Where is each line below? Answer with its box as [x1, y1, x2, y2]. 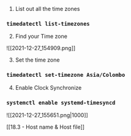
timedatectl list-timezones [6, 20, 90, 27]
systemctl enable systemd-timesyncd [6, 99, 116, 106]
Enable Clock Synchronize [15, 84, 82, 91]
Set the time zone [15, 56, 60, 63]
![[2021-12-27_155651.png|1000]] [6, 111, 89, 118]
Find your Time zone [15, 33, 67, 40]
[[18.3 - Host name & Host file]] [6, 123, 84, 131]
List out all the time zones [15, 5, 80, 12]
